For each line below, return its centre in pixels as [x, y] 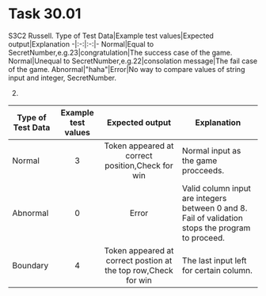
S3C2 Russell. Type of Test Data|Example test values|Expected [111, 36]
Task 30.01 [45, 14]
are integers [204, 198]
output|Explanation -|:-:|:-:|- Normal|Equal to [81, 44]
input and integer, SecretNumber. [63, 78]
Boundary [30, 265]
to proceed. [203, 237]
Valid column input [217, 188]
